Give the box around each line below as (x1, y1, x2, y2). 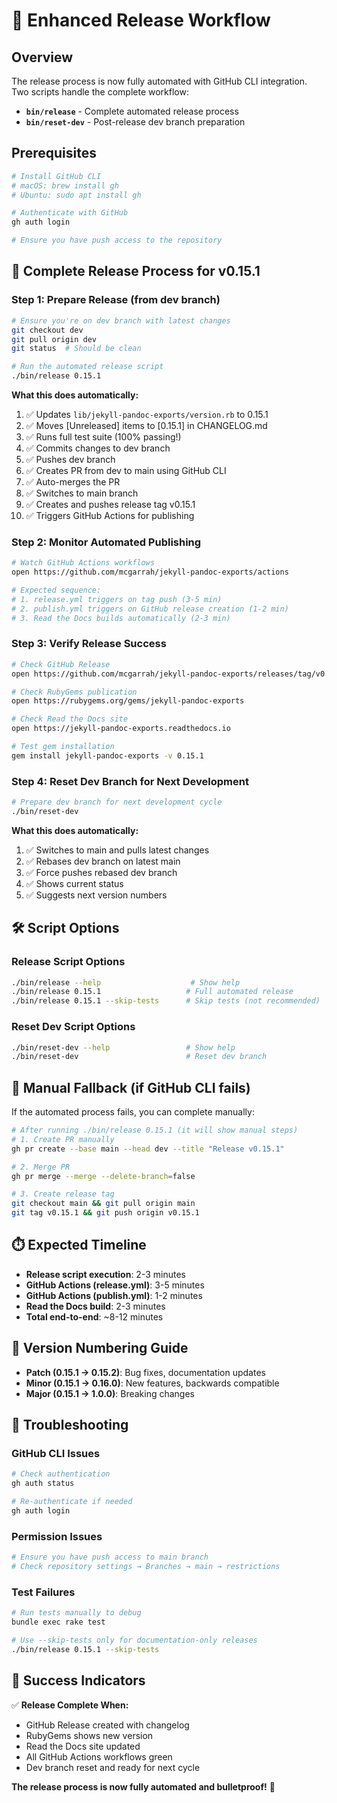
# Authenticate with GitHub (11, 208, 129, 218)
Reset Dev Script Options (11, 1020, 136, 1034)
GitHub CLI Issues (11, 1447, 101, 1460)
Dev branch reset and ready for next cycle (25, 1761, 201, 1773)
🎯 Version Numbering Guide (11, 1340, 189, 1357)
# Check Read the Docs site (11, 714, 129, 724)
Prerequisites (11, 145, 97, 162)
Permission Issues (11, 1529, 103, 1543)
